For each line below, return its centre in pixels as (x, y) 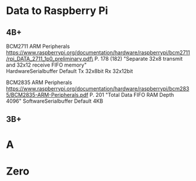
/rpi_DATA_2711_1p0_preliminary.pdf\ (50, 59)
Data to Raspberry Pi (57, 11)
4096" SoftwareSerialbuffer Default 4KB (55, 101)
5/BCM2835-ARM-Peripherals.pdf (47, 95)
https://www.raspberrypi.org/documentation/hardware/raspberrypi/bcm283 (98, 88)
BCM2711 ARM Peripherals (38, 46)
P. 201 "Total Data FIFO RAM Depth (132, 95)
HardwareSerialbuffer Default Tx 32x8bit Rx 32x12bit (70, 71)
